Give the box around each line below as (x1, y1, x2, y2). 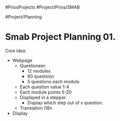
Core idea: (5, 47, 26, 54)
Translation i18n (19, 105, 52, 111)
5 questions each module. (27, 78, 81, 84)
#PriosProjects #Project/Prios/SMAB (5, 4, 80, 10)
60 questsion (27, 73, 55, 79)
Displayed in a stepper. (19, 94, 67, 100)
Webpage (12, 57, 32, 63)
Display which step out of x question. (27, 100, 104, 106)
